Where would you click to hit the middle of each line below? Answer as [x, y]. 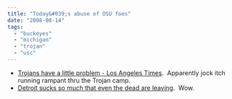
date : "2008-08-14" [36, 20]
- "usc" [25, 53]
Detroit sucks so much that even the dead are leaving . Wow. [106, 88]
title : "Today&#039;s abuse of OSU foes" [69, 14]
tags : [15, 27]
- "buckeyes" [33, 33]
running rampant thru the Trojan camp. [74, 80]
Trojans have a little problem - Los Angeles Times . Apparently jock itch [121, 73]
